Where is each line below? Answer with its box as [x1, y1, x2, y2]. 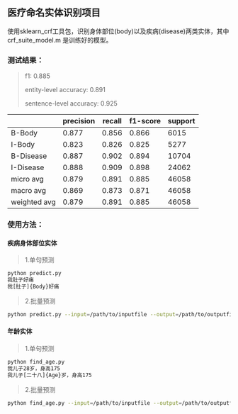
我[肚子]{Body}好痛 [7, 283, 59, 290]
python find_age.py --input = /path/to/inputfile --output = [7, 399, 182, 406]
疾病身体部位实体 [7, 238, 57, 247]
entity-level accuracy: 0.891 [24, 86, 106, 94]
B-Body [11, 128, 38, 138]
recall [102, 116, 123, 126]
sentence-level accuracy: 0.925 [24, 99, 118, 108]
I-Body [11, 140, 35, 150]
